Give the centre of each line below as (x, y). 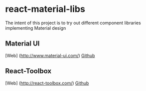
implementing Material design (36, 28)
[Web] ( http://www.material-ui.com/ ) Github (50, 55)
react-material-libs (45, 9)
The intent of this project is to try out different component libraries (73, 23)
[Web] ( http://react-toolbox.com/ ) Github (47, 83)
